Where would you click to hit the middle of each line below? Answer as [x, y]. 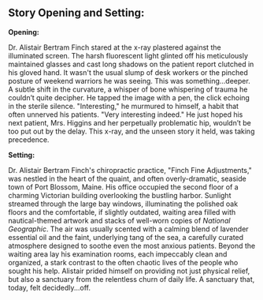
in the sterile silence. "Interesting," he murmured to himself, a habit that [123, 106]
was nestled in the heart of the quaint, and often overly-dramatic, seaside [127, 178]
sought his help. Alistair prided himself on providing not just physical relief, [129, 271]
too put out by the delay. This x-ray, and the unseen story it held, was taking [131, 131]
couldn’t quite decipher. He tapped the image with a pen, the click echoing [129, 97]
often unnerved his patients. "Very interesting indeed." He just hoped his [126, 114]
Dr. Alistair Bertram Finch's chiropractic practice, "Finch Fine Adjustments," [130, 170]
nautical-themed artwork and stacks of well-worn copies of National [119, 220]
